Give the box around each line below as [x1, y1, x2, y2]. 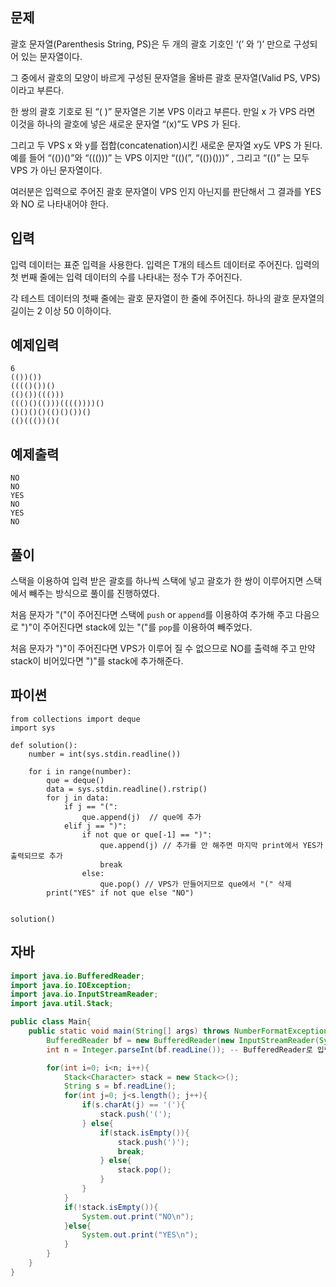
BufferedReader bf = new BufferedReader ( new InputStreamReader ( [46, 1035, 320, 1045]
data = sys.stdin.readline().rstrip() [46, 784, 208, 794]
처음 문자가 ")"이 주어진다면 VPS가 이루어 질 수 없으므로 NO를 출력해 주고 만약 [10, 643, 316, 655]
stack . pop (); [117, 1165, 172, 1175]
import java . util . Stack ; [10, 999, 114, 1009]
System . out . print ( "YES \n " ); [81, 1230, 199, 1240]
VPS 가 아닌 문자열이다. [10, 164, 103, 176]
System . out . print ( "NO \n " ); [81, 1211, 195, 1222]
